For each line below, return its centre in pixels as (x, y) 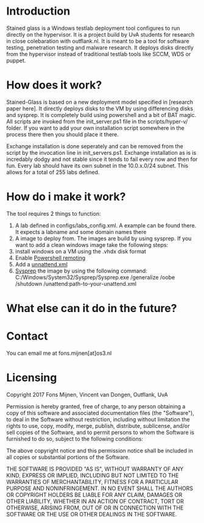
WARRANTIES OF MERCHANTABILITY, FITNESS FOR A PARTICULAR (92, 482)
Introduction (38, 11)
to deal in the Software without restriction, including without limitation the (98, 419)
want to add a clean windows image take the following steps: (92, 244)
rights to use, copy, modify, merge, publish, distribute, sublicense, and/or (98, 425)
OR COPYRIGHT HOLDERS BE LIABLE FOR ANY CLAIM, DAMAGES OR (94, 494)
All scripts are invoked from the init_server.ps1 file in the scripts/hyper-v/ (97, 121)
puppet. (16, 60)
